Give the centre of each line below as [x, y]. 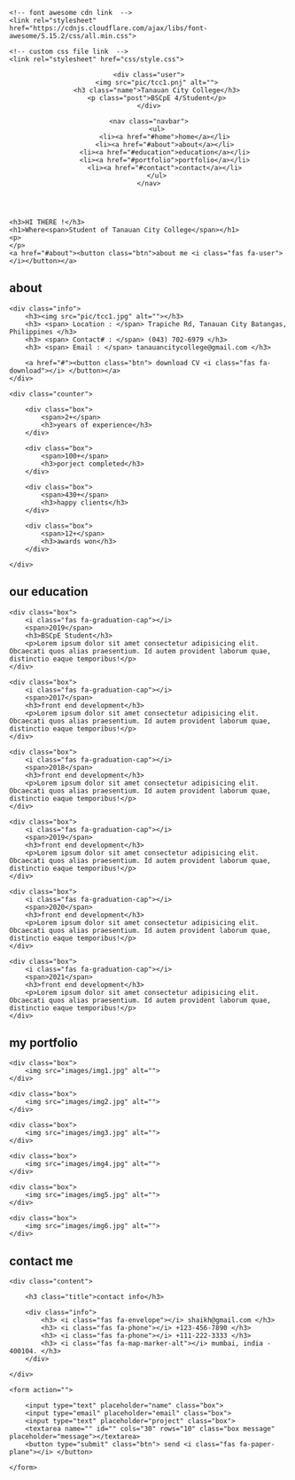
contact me [41, 1261]
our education [49, 592]
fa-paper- [257, 1445]
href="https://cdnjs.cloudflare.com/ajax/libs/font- [109, 28]
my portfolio [43, 1043]
